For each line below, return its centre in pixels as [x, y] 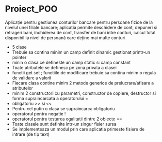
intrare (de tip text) [31, 134]
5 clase [19, 47]
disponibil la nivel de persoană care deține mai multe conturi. [66, 38]
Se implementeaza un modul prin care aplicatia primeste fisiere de [78, 129]
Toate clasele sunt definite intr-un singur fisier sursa [64, 124]
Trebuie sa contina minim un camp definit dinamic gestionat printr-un [81, 52]
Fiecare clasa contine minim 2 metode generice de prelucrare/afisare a [83, 83]
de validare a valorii [32, 78]
